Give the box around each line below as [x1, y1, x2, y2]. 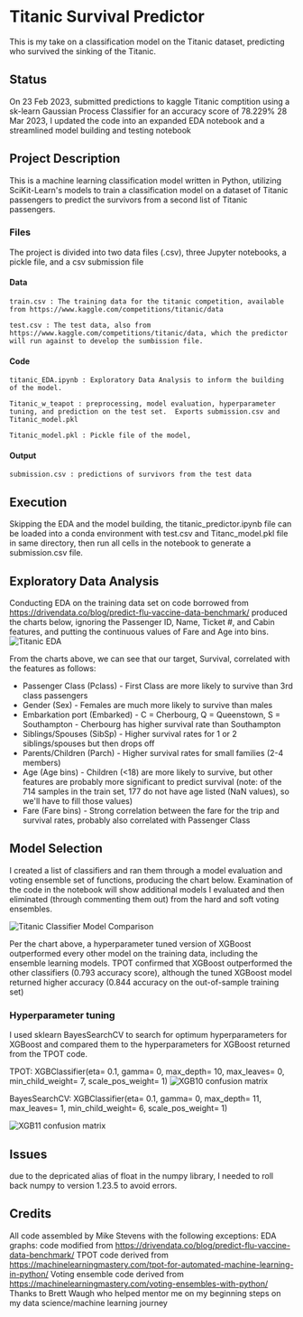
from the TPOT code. [9, 1049, 88, 1060]
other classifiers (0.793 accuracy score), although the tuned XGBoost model [9, 967, 293, 977]
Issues [9, 1146, 48, 1162]
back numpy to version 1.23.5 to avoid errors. [9, 1181, 178, 1191]
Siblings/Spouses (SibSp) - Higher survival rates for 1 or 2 [22, 729, 237, 740]
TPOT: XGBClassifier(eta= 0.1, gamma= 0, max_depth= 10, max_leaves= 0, [9, 1066, 285, 1077]
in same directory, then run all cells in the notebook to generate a [9, 537, 252, 548]
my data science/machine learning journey [9, 1297, 169, 1308]
